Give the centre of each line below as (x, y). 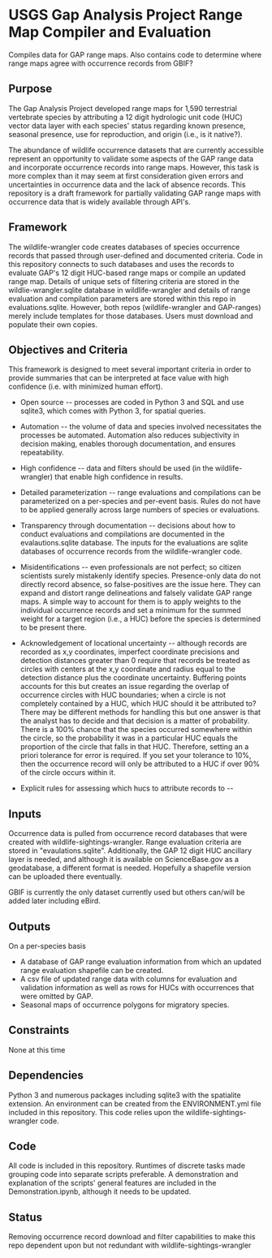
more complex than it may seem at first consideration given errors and (126, 175)
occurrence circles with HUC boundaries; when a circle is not (123, 695)
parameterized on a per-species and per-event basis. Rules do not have (140, 502)
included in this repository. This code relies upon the (96, 1112)
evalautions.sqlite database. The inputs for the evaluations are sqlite (134, 543)
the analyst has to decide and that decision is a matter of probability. (135, 721)
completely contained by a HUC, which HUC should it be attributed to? (138, 704)
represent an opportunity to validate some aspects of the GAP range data (131, 158)
